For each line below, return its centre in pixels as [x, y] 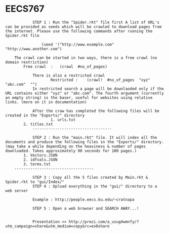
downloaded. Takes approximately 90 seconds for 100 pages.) [71, 151]
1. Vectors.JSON [40, 155]
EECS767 [25, 9]
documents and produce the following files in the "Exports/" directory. [85, 142]
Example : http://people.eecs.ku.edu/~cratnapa [83, 200]
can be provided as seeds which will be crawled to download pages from [83, 27]
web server [17, 190]
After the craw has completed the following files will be [96, 111]
